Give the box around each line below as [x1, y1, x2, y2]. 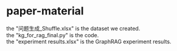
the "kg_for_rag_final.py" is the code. [6, 31, 99, 38]
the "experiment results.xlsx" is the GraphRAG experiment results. [6, 38, 172, 45]
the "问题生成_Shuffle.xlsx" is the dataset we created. [6, 25, 141, 32]
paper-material [6, 4, 84, 18]
